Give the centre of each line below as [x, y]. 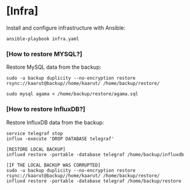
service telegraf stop [35, 133]
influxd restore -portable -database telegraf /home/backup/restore [94, 181]
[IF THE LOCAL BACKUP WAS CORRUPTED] [54, 165]
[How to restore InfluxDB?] [46, 109]
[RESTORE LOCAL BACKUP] [36, 149]
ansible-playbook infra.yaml [43, 39]
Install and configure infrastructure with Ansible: [66, 28]
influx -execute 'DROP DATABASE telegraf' [60, 139]
